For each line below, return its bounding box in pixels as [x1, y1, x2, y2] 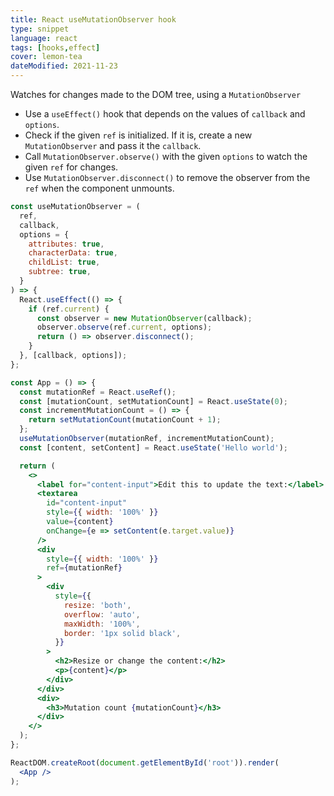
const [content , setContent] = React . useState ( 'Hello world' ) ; [19, 442, 288, 453]
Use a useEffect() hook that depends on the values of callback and [24, 108, 306, 120]
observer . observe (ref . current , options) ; [36, 322, 213, 333]
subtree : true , [28, 267, 92, 277]
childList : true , [28, 257, 101, 268]
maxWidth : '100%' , [63, 619, 141, 629]
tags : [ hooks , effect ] [10, 42, 101, 53]
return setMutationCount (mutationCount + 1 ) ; [28, 415, 222, 425]
